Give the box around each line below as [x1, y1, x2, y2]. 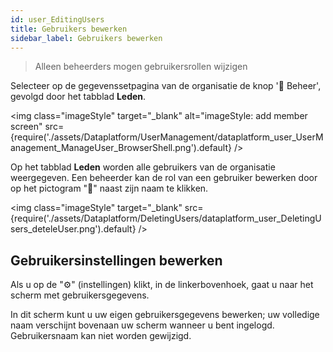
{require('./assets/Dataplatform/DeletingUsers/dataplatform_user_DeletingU [10, 212, 322, 225]
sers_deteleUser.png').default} [10, 223, 137, 235]
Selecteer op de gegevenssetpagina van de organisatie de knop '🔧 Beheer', [10, 80, 322, 92]
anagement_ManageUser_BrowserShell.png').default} [10, 142, 232, 154]
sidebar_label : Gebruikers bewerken [10, 33, 163, 43]
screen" [10, 121, 43, 133]
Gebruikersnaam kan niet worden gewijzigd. [10, 330, 192, 342]
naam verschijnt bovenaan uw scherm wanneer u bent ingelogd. [10, 319, 275, 331]
